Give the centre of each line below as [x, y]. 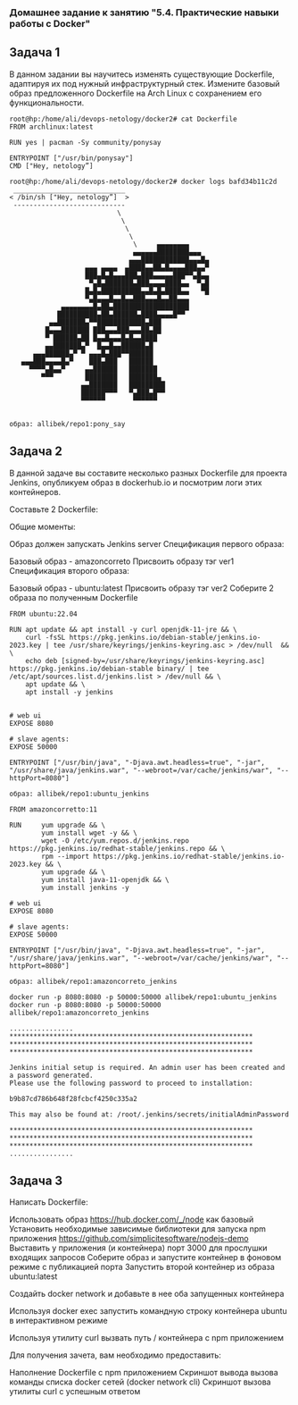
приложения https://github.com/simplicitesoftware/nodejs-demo [129, 1239]
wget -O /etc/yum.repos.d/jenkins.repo [116, 841]
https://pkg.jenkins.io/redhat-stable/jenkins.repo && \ [117, 848]
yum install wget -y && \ [90, 833]
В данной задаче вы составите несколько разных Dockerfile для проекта [148, 473]
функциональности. [47, 102]
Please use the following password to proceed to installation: [131, 1083]
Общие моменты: [42, 526]
